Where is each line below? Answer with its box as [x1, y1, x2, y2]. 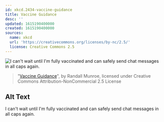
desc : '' [5, 16, 23, 21]
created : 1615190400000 [5, 26, 55, 31]
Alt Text [5, 93, 30, 101]
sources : [5, 30, 23, 35]
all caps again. [5, 111, 35, 117]
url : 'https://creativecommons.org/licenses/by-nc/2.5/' [9, 40, 131, 45]
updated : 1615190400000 [5, 21, 55, 26]
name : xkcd [9, 35, 32, 40]
